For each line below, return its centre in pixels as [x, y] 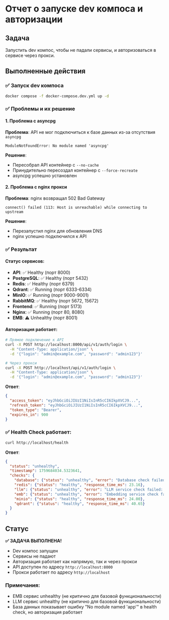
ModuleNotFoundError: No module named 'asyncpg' [57, 146]
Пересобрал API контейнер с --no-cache [56, 165]
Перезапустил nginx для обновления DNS [57, 231]
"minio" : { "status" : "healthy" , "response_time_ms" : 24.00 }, [80, 499]
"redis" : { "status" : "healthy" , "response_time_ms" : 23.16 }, [80, 485]
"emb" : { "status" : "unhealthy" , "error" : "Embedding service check [86, 494]
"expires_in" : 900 [29, 415]
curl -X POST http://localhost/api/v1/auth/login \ [60, 368]
